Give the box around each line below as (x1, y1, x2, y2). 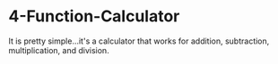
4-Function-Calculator (8, 6, 180, 27)
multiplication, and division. (8, 44, 109, 55)
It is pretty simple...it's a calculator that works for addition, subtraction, (8, 36, 270, 46)
